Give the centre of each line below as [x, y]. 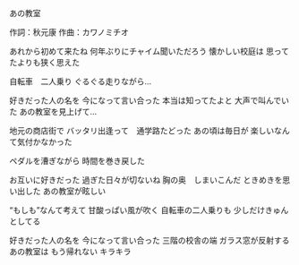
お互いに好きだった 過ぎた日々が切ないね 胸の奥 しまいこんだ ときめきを [146, 180]
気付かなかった [44, 142]
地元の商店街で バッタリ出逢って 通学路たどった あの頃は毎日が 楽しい [142, 131]
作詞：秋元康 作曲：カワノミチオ [69, 32]
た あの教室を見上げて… [53, 111]
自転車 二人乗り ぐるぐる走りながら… [81, 81]
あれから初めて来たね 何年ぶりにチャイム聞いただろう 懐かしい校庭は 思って [149, 51]
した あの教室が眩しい [65, 191]
